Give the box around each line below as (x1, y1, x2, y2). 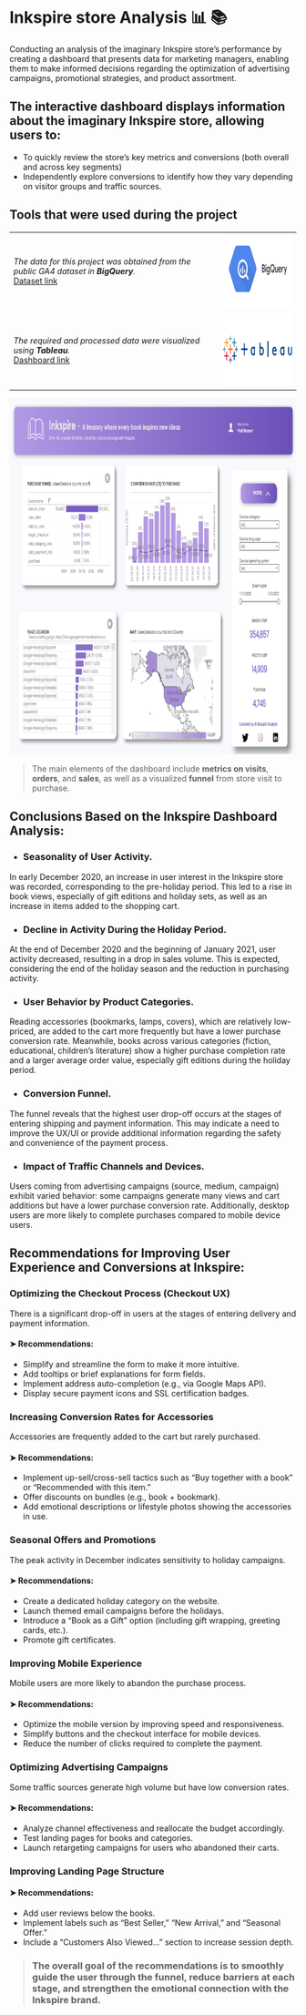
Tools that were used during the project (9, 207, 239, 223)
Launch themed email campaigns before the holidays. (22, 1605, 225, 1616)
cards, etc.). (22, 1624, 68, 1635)
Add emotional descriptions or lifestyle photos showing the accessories (22, 1501, 291, 1512)
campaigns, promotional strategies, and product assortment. (9, 72, 237, 83)
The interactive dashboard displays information (9, 99, 286, 115)
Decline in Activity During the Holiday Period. (22, 923, 228, 936)
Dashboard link (13, 354, 70, 365)
